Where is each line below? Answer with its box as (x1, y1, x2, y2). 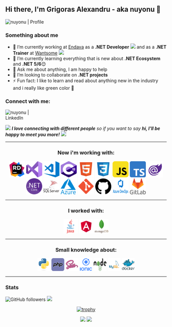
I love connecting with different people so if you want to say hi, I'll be (11, 125, 160, 131)
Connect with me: (5, 98, 51, 105)
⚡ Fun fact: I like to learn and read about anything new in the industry (12, 78, 159, 84)
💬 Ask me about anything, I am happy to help (12, 66, 107, 72)
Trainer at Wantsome (12, 50, 58, 56)
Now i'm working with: (57, 149, 115, 157)
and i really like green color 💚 (12, 85, 74, 91)
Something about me (5, 31, 59, 39)
